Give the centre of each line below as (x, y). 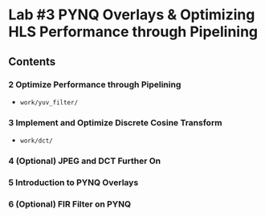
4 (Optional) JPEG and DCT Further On (85, 161)
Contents (32, 61)
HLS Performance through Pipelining (133, 32)
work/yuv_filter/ (49, 102)
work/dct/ (37, 141)
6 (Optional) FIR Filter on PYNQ (69, 204)
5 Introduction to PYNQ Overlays (73, 182)
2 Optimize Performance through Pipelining (95, 84)
